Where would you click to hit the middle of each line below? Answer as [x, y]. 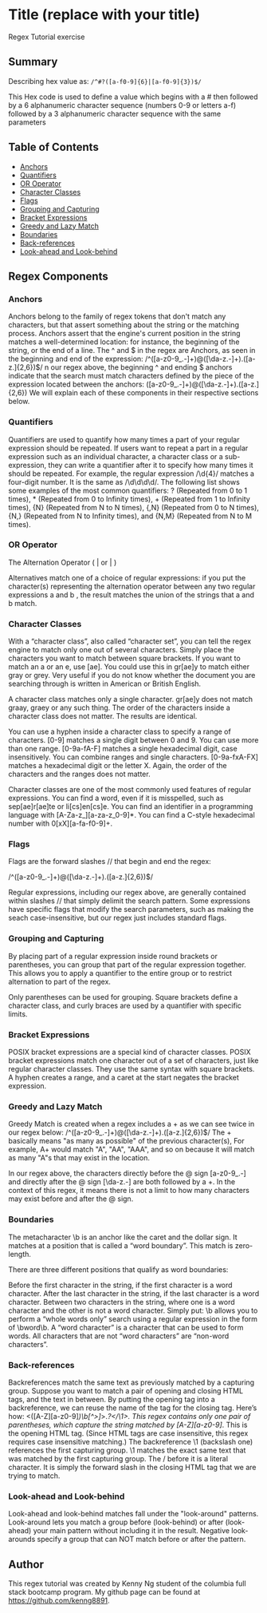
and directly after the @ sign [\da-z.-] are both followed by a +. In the [122, 1182]
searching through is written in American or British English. [105, 684]
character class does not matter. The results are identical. [103, 716]
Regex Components [59, 276]
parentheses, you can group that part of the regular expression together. [128, 965]
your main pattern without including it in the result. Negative [131, 1531]
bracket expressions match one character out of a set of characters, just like [133, 1060]
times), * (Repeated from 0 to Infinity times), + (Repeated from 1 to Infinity [130, 499]
